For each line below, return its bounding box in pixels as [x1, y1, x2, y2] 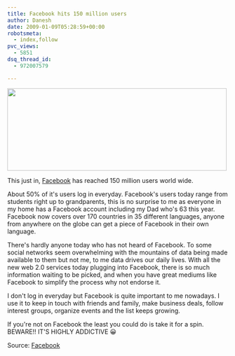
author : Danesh [7, 17, 52, 24]
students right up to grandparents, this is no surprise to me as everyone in [7, 197, 222, 205]
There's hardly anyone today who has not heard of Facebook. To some [7, 240, 212, 249]
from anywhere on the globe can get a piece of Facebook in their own [7, 219, 209, 228]
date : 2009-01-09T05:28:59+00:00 [7, 23, 105, 30]
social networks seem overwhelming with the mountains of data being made [7, 248, 228, 256]
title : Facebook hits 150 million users [7, 10, 128, 18]
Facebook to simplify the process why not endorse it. [7, 278, 161, 286]
